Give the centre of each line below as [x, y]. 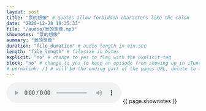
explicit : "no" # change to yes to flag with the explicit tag [89, 57]
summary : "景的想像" [31, 40]
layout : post [23, 12]
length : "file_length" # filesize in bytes [63, 52]
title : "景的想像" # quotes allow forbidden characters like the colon [98, 18]
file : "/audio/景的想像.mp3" [42, 29]
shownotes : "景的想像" [33, 35]
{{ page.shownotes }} [150, 101]
